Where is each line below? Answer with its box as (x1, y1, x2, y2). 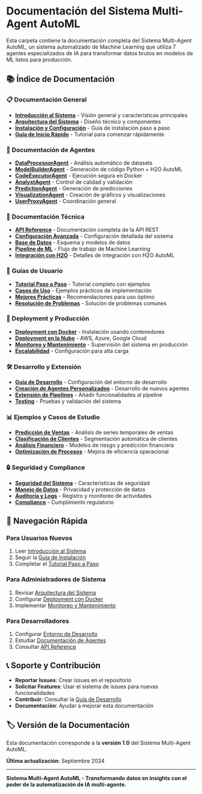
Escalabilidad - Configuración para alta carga (14, 347, 129, 354)
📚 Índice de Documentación (6, 74, 115, 85)
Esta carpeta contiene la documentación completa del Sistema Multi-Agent (6, 37, 192, 44)
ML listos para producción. (6, 56, 73, 63)
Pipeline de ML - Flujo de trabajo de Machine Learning (14, 245, 151, 253)
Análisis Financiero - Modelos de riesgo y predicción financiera (14, 441, 174, 449)
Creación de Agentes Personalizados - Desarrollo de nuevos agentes (14, 385, 189, 392)
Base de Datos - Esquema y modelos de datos (14, 239, 130, 246)
